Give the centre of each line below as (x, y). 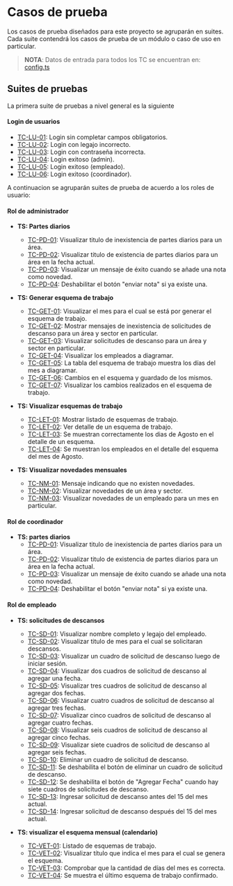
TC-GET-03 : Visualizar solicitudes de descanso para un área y (117, 341)
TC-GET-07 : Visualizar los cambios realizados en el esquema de (120, 385)
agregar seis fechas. (57, 752)
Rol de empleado (32, 604)
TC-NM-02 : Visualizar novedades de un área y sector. (105, 491)
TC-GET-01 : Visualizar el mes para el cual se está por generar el (120, 311)
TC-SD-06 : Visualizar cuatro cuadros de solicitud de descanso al (121, 700)
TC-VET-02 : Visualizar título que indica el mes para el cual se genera (126, 853)
